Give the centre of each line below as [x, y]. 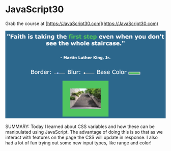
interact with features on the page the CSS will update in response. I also [81, 137]
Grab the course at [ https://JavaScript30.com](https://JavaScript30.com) [82, 23]
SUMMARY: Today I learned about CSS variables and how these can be [80, 127]
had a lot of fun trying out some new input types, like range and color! [78, 143]
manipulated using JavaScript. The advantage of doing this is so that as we [84, 132]
